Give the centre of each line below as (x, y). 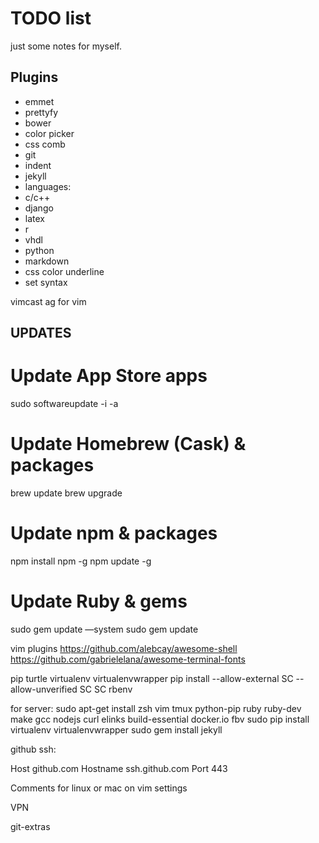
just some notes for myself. (66, 46)
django (39, 208)
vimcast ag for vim (48, 301)
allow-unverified (44, 689)
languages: (48, 186)
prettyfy (41, 112)
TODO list (51, 18)
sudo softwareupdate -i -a (64, 404)
